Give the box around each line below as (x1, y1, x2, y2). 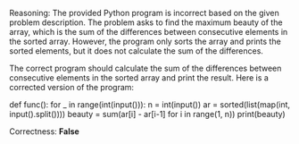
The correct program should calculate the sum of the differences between (9, 63, 282, 73)
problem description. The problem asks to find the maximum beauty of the (9, 17, 283, 28)
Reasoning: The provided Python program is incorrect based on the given (9, 8, 279, 18)
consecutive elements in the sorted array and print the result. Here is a (9, 72, 270, 83)
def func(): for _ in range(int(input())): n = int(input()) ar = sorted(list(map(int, (9, 99, 291, 110)
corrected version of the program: (9, 82, 135, 92)
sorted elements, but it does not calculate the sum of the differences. (9, 46, 263, 56)
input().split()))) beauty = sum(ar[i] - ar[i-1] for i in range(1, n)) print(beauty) (9, 109, 286, 119)
